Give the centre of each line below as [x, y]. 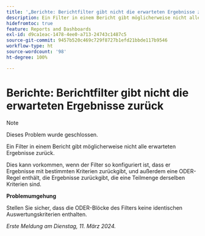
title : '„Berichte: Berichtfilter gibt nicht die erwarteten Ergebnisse [101, 12]
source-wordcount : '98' [37, 52]
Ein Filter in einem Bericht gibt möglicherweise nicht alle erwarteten [91, 146]
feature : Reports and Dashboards [49, 29]
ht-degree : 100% [27, 57]
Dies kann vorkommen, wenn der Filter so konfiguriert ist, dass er [88, 165]
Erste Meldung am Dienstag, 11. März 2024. [61, 226]
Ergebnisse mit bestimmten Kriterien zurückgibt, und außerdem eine [92, 171]
